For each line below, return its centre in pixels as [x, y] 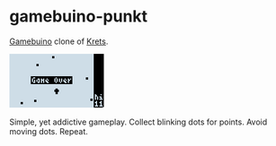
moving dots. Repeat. [49, 131]
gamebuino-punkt [79, 17]
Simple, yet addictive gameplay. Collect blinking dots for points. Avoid [138, 122]
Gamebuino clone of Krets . [59, 41]
